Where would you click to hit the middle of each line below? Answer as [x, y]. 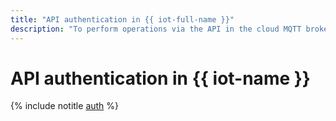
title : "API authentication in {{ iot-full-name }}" [122, 19]
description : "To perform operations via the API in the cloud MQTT [156, 29]
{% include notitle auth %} [65, 106]
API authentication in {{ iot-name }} [160, 78]
